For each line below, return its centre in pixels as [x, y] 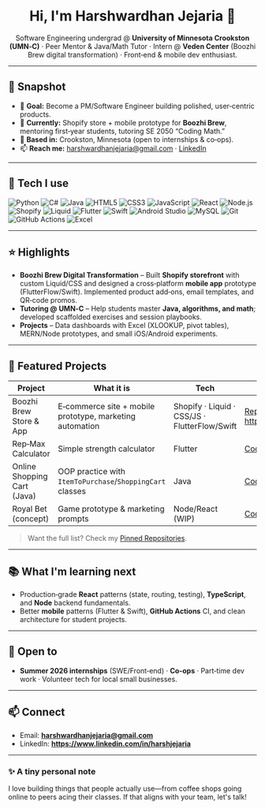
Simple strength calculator [106, 449]
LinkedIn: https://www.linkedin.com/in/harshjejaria [105, 744]
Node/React [196, 509]
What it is [112, 388]
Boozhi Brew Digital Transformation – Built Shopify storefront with [129, 275]
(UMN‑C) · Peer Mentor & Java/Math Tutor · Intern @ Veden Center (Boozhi [132, 46]
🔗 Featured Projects [58, 366]
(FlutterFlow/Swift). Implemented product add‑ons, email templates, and [136, 292]
